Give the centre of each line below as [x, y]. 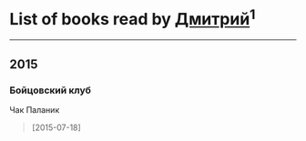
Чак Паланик [35, 109]
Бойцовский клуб [51, 90]
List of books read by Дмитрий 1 [133, 18]
